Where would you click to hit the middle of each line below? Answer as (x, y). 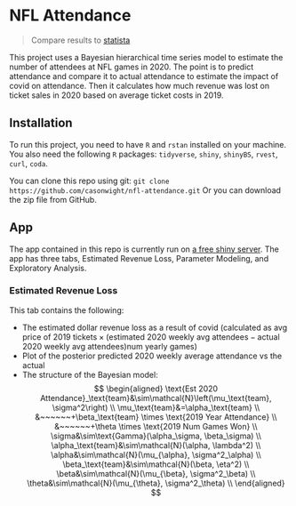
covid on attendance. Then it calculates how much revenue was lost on (139, 85)
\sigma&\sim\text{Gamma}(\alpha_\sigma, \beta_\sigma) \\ (156, 436)
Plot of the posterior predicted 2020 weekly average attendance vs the (152, 356)
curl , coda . (29, 163)
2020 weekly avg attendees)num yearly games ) (110, 346)
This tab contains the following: (67, 310)
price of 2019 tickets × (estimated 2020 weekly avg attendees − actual (151, 337)
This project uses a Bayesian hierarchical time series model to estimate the (146, 57)
